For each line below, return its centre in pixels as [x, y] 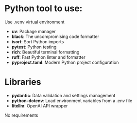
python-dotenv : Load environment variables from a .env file [72, 101]
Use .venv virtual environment [34, 22]
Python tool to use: [43, 9]
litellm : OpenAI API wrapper [40, 105]
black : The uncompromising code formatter [55, 36]
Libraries [23, 82]
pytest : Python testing [34, 47]
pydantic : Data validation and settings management [63, 95]
